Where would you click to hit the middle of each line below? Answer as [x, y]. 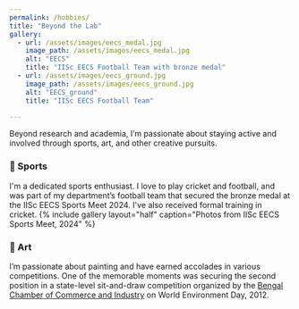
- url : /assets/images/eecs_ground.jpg [92, 76]
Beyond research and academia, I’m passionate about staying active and [143, 134]
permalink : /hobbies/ [50, 17]
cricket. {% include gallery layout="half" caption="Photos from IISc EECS [145, 214]
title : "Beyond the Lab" [56, 26]
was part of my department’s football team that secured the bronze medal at [150, 195]
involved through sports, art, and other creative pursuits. [113, 143]
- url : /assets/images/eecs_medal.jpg [90, 42]
